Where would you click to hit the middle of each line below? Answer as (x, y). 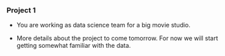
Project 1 (21, 10)
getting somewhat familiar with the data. (74, 46)
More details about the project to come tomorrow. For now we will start (117, 38)
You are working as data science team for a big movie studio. (104, 25)
